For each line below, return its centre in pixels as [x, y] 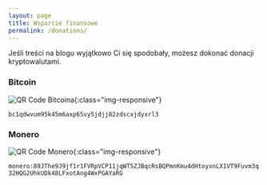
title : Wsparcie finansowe [53, 23]
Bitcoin [22, 82]
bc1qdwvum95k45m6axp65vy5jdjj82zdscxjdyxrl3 [84, 114]
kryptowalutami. [35, 61]
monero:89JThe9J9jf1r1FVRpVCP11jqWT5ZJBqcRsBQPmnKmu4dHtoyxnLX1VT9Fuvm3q [134, 166]
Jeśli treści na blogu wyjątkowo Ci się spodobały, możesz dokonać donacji [131, 53]
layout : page [30, 16]
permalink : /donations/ [48, 30]
